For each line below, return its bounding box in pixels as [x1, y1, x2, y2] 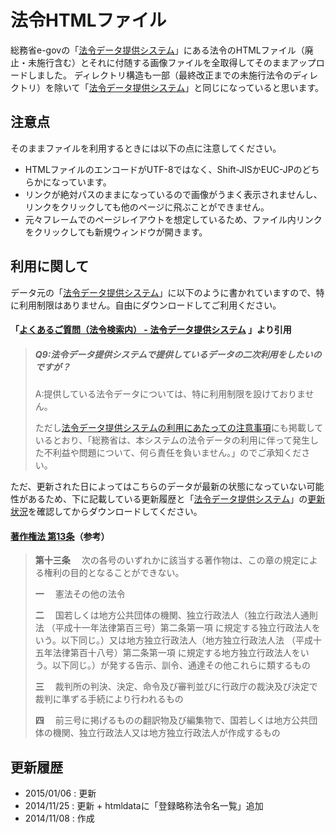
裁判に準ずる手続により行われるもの [34, 693, 184, 705]
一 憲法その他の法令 [34, 588, 126, 600]
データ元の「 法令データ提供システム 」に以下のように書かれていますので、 [10, 286, 317, 298]
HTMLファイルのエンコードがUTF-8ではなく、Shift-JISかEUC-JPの [24, 163, 303, 175]
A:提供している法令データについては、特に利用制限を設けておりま [34, 388, 306, 400]
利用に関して [10, 258, 90, 275]
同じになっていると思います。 [202, 81, 325, 93]
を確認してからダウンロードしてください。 [28, 506, 203, 518]
